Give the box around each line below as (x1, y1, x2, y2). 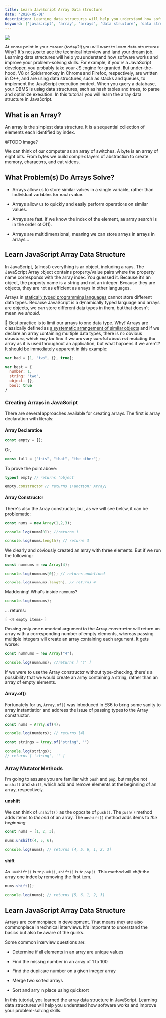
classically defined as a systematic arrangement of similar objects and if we (5, 325, 160, 331)
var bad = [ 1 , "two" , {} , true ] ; (5, 355, 74, 360)
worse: (5, 641, 19, 647)
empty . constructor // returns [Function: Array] (5, 484, 107, 489)
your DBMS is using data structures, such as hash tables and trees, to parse (5, 86, 160, 92)
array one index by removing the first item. (5, 874, 92, 880)
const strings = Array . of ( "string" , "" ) (5, 739, 90, 745)
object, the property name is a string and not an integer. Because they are (5, 279, 156, 285)
